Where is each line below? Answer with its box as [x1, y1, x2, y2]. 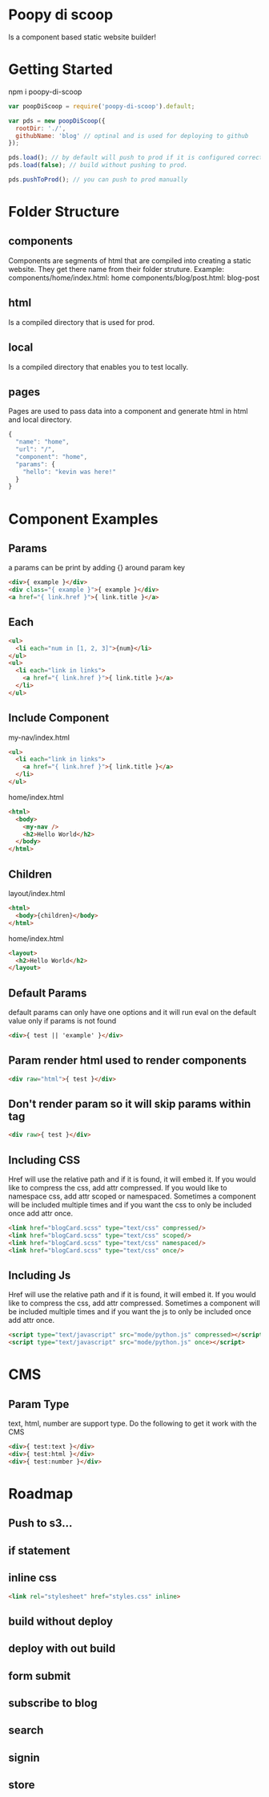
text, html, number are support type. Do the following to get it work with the [8, 1418, 258, 1429]
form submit [8, 1669, 71, 1682]
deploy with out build [8, 1642, 116, 1656]
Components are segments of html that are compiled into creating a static [8, 255, 251, 266]
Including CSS [8, 1153, 81, 1166]
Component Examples [8, 509, 159, 528]
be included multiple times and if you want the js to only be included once [8, 1307, 252, 1316]
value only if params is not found [8, 1016, 117, 1026]
